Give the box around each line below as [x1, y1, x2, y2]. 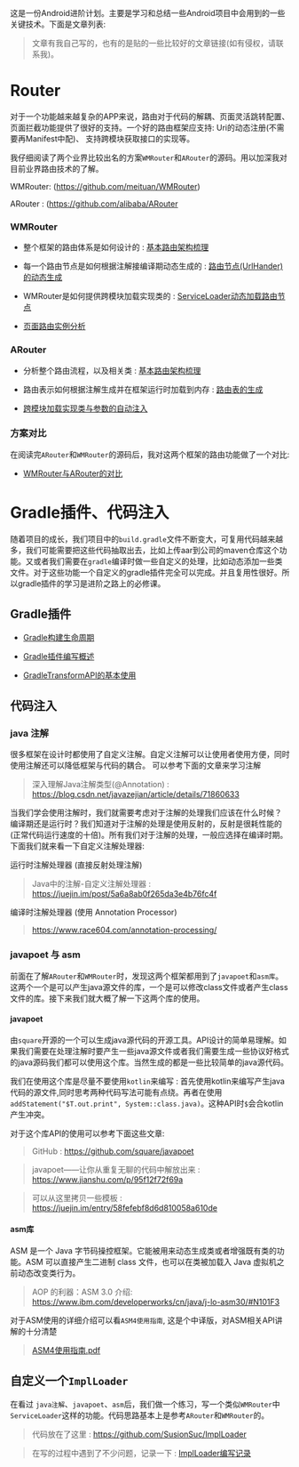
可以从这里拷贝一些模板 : [31, 1192, 122, 1203]
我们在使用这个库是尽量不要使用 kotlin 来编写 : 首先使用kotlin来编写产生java [10, 1076, 285, 1086]
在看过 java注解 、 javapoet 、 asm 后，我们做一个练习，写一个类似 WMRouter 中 [10, 1398, 280, 1409]
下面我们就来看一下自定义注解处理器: [10, 841, 146, 851]
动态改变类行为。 [17, 1267, 81, 1278]
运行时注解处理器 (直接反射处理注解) [10, 859, 143, 870]
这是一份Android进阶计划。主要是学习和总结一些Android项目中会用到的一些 [10, 8, 286, 18]
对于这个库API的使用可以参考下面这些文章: [10, 1128, 165, 1139]
